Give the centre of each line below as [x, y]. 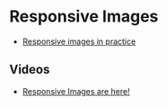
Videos [30, 70]
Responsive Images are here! [76, 91]
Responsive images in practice [79, 41]
